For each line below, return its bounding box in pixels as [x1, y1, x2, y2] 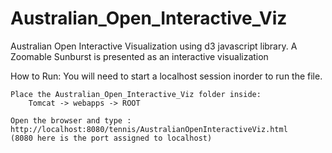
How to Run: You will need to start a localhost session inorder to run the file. [10, 70, 323, 82]
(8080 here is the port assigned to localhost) [10, 133, 213, 143]
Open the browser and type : [10, 115, 132, 126]
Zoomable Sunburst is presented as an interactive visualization [10, 50, 269, 62]
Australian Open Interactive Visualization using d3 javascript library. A [10, 40, 298, 52]
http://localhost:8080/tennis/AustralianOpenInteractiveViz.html [10, 124, 288, 134]
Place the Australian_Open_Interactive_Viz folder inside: [10, 89, 262, 99]
